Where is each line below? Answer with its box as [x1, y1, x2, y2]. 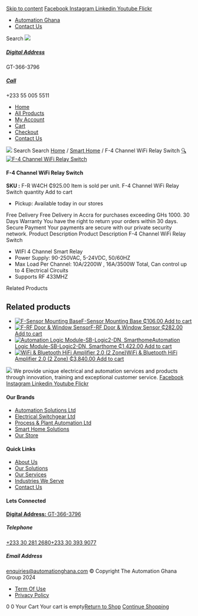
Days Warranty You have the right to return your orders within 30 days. [6, 218, 179, 225]
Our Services [14, 471, 47, 478]
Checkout [14, 128, 39, 136]
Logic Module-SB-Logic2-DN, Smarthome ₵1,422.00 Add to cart [14, 343, 172, 350]
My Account [14, 115, 45, 123]
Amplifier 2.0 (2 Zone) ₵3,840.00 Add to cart [14, 355, 124, 362]
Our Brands [6, 394, 35, 401]
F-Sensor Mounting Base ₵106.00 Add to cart [81, 317, 192, 324]
